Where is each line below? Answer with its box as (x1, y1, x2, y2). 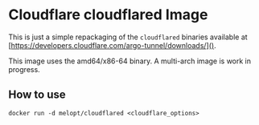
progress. (8, 64, 40, 74)
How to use (8, 88, 66, 102)
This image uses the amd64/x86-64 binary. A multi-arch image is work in (8, 56, 252, 66)
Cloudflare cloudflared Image (8, 6, 208, 24)
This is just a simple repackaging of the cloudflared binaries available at (8, 32, 248, 42)
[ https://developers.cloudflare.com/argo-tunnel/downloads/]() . (8, 40, 216, 50)
